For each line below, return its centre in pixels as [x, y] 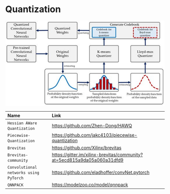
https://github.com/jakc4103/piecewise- [95, 135]
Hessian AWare [22, 123]
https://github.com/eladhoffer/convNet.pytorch [101, 172]
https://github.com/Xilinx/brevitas [87, 148]
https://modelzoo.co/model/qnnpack [90, 185]
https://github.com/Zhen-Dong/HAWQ [92, 125]
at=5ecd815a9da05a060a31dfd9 [88, 160]
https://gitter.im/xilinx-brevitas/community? [97, 155]
